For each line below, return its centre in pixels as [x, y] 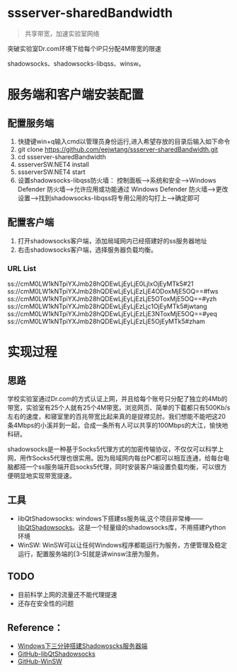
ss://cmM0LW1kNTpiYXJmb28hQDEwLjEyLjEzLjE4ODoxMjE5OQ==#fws [113, 291]
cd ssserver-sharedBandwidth [62, 156]
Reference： [35, 628]
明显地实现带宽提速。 [44, 476]
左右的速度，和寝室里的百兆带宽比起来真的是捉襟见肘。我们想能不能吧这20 [117, 417]
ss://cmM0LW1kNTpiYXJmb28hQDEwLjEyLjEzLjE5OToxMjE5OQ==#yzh [112, 299]
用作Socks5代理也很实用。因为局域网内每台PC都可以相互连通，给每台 [121, 458]
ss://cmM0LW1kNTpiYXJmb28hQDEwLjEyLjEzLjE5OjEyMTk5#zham [106, 321]
